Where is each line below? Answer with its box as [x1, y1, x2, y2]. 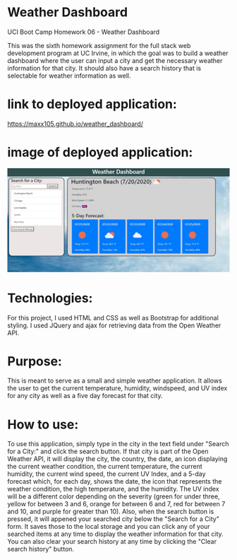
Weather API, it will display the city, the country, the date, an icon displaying [7, 455, 228, 463]
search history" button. [7, 545, 75, 554]
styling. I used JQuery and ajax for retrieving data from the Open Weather [7, 321, 221, 329]
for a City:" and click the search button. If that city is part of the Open [7, 447, 209, 456]
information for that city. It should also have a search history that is [7, 64, 202, 72]
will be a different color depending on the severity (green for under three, [7, 492, 220, 501]
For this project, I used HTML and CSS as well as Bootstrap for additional [7, 313, 219, 322]
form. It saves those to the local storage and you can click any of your [7, 523, 210, 531]
